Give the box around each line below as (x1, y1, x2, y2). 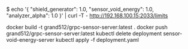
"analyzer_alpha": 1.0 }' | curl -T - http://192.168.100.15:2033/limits (6, 12, 168, 19)
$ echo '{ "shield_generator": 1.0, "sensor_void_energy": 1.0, (6, 6, 154, 13)
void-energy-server (6, 36, 55, 43)
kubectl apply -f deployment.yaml (56, 36, 140, 43)
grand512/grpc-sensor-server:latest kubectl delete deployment (6, 30, 162, 37)
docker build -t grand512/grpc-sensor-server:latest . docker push (6, 24, 168, 30)
